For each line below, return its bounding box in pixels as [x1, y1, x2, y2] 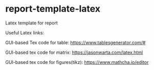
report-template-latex [5, 3, 101, 15]
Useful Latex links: [5, 29, 45, 36]
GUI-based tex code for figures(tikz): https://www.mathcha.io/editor [5, 59, 149, 65]
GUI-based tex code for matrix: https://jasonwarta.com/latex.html [5, 49, 143, 55]
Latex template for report [5, 20, 58, 26]
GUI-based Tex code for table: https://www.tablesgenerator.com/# [5, 39, 146, 46]
